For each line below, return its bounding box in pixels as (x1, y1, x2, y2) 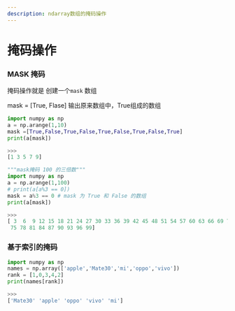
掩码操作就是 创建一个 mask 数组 (7, 87, 97, 95)
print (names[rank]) (7, 278, 64, 285)
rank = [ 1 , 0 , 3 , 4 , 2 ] (7, 272, 64, 279)
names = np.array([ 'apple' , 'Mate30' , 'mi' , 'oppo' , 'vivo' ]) (7, 265, 180, 273)
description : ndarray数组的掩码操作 (7, 10, 107, 17)
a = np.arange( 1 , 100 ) (7, 180, 71, 187)
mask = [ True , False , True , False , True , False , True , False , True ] (7, 128, 183, 135)
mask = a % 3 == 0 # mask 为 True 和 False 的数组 (7, 192, 147, 199)
